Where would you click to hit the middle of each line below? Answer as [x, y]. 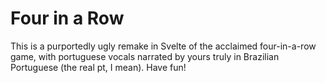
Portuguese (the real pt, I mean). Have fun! [98, 67]
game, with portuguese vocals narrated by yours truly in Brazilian [145, 56]
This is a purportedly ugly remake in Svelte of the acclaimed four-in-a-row [163, 46]
